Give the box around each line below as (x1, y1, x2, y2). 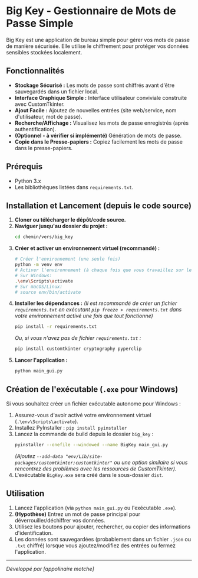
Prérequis (6, 161, 43, 172)
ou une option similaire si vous (114, 459, 188, 466)
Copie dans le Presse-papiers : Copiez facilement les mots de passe (14, 138, 183, 145)
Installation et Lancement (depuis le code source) (6, 200, 192, 210)
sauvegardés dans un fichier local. (14, 87, 98, 95)
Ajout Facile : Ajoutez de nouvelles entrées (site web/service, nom (14, 106, 177, 113)
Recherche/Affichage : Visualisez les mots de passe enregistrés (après (14, 119, 189, 126)
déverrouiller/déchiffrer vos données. (14, 517, 105, 524)
